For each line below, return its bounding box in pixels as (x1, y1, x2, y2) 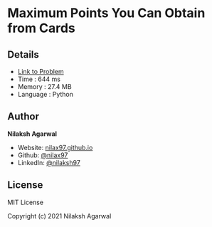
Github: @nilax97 (17, 151, 68, 159)
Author (7, 110, 39, 122)
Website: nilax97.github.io (17, 143, 93, 152)
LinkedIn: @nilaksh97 (17, 158, 80, 167)
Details (7, 48, 39, 60)
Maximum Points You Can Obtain (7, 5, 206, 21)
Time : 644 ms (17, 75, 60, 83)
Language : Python (17, 90, 73, 98)
